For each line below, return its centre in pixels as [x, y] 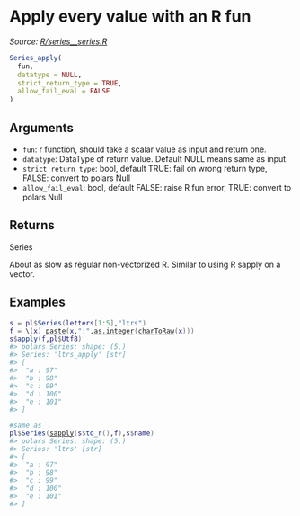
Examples [37, 302]
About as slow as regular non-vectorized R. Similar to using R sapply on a [145, 264]
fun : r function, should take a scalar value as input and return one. [144, 149]
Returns [32, 225]
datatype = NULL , [50, 75]
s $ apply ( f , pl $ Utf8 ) [46, 339]
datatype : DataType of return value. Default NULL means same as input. [155, 159]
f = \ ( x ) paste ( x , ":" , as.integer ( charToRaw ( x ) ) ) [102, 331]
